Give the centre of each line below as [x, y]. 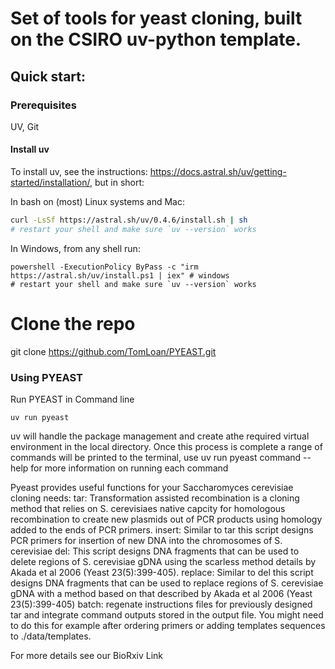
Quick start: [48, 76]
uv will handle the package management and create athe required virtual [160, 436]
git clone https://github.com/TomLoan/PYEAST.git [113, 351]
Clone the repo [73, 324]
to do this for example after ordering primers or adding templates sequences [168, 626]
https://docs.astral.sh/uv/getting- [218, 172]
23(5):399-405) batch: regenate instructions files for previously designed [161, 604]
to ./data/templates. [51, 636]
